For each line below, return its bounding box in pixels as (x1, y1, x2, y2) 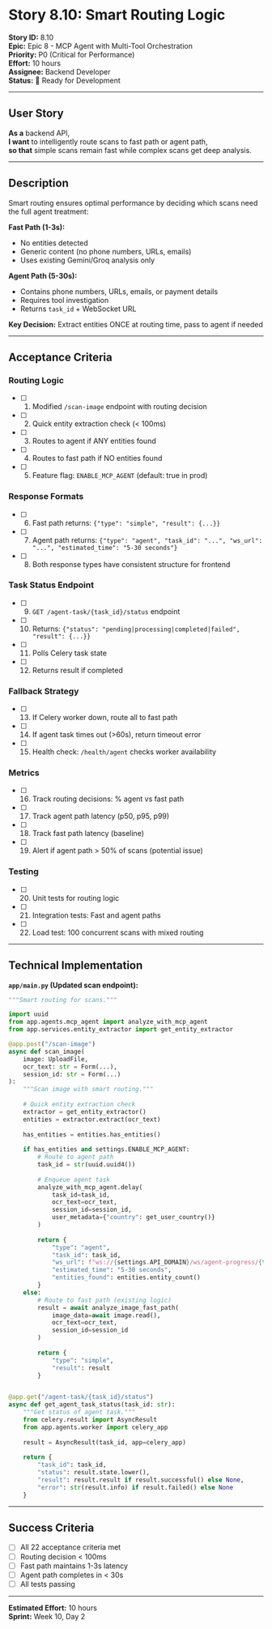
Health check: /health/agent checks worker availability (32, 747, 217, 757)
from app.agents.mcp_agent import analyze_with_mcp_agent (8, 1018, 208, 1026)
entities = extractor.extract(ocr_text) (23, 1115, 161, 1124)
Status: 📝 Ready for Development (8, 75, 121, 85)
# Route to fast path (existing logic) (37, 1296, 172, 1304)
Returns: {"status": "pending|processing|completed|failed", (32, 624, 240, 633)
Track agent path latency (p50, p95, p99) (32, 812, 170, 821)
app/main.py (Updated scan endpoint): (8, 980, 139, 990)
